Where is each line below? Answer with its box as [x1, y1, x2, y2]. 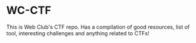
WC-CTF [6, 4, 52, 17]
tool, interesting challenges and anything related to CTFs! [6, 29, 150, 36]
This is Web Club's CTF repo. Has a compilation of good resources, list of [6, 23, 190, 30]
